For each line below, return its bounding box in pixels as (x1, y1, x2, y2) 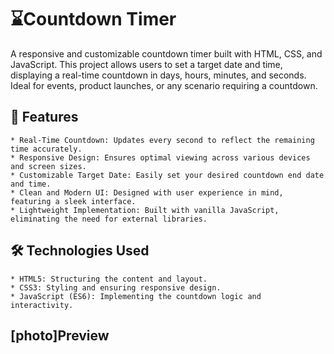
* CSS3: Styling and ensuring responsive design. (10, 282, 222, 293)
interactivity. (10, 300, 74, 310)
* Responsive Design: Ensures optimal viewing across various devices (10, 152, 311, 163)
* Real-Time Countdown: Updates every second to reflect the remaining (10, 135, 315, 145)
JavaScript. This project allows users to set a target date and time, (10, 58, 283, 70)
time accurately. (10, 144, 83, 154)
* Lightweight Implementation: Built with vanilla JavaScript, (10, 205, 280, 215)
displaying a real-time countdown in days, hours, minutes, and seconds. (10, 69, 307, 81)
